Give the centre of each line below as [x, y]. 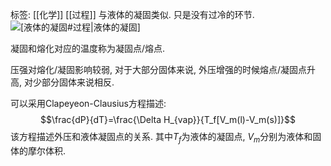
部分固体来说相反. [78, 82]
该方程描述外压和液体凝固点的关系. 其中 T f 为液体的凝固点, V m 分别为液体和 [161, 138]
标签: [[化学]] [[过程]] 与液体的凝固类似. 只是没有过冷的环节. [132, 14]
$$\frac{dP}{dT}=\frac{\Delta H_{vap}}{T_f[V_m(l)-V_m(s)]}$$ [168, 119]
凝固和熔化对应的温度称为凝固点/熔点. [88, 48]
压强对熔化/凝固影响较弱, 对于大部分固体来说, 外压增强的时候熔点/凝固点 [159, 69]
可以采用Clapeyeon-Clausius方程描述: [88, 103]
